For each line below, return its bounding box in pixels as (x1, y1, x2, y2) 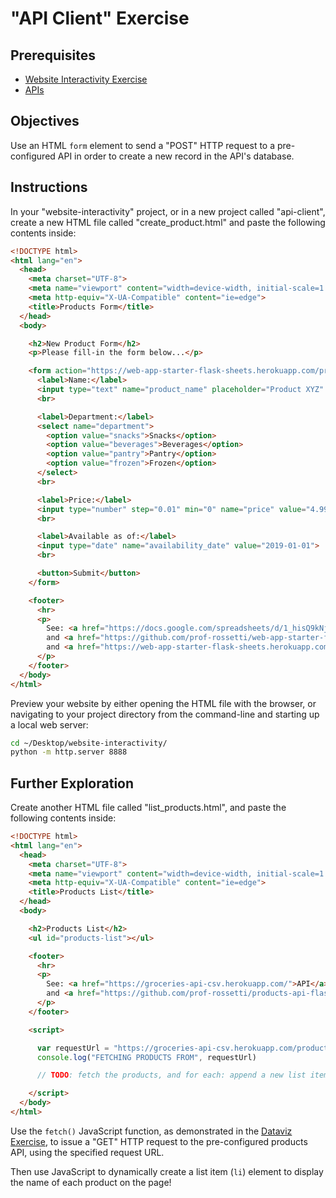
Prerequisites (10, 47, 96, 64)
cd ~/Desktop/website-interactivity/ (10, 738, 168, 748)
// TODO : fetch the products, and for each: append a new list (36, 1070, 307, 1081)
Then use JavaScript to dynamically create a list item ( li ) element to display (10, 1165, 324, 1177)
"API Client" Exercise (10, 7, 190, 30)
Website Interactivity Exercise (24, 73, 148, 85)
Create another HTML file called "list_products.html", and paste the (10, 802, 287, 814)
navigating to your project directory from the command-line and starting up (10, 708, 320, 720)
